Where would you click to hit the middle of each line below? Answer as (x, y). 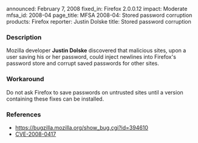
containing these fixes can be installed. (55, 99)
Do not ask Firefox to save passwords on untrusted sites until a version (95, 92)
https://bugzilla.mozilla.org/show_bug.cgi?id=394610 (82, 127)
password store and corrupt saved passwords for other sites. (83, 64)
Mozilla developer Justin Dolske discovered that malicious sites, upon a (96, 50)
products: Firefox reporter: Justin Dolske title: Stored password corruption (99, 22)
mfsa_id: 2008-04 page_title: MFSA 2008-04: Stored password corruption (99, 15)
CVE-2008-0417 (36, 134)
